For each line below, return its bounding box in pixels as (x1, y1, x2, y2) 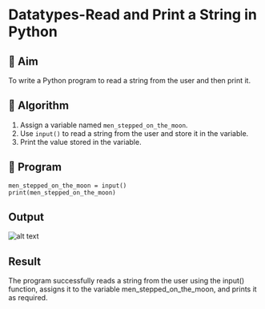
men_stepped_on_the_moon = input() (8, 182, 127, 190)
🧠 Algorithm (8, 98, 70, 113)
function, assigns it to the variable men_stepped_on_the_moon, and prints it (8, 284, 258, 294)
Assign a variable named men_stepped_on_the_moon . (19, 120, 188, 130)
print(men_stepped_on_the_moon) (8, 188, 116, 197)
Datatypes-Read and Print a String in (8, 6, 258, 24)
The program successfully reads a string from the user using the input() (8, 276, 245, 286)
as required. (8, 293, 48, 303)
